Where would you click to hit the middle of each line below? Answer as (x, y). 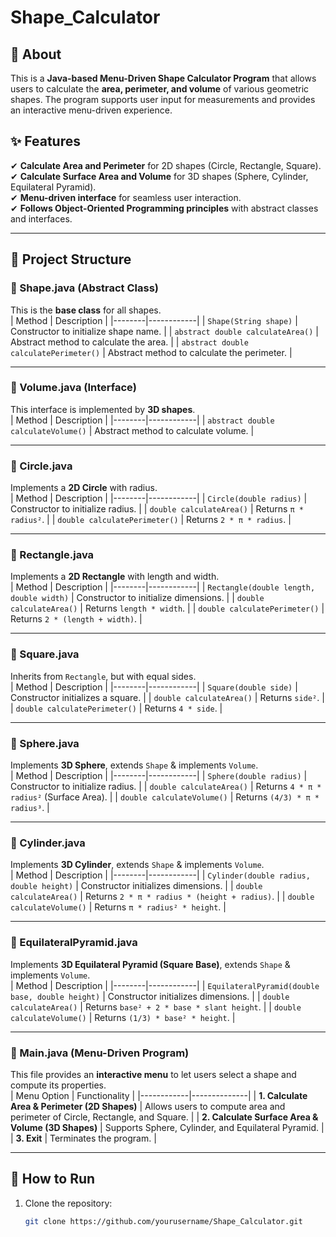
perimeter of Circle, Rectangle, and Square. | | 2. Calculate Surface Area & (164, 1117)
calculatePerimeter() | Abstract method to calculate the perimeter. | (151, 352)
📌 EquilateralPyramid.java (74, 943)
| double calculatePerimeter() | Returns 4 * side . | (116, 708)
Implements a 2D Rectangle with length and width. (115, 577)
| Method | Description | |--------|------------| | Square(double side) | (154, 687)
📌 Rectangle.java (52, 555)
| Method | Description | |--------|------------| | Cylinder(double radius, (160, 875)
